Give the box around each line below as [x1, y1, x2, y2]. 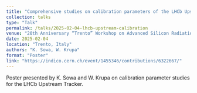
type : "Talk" [6, 19, 38, 25]
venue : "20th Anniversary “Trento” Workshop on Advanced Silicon [6, 31, 169, 36]
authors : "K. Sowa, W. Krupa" [6, 47, 80, 53]
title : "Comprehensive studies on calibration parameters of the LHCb [6, 8, 182, 15]
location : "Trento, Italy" [6, 42, 72, 48]
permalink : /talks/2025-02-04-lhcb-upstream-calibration [6, 25, 148, 31]
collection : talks [6, 14, 51, 20]
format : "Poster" [6, 52, 49, 58]
